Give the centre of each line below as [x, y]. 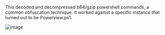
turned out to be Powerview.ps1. [39, 17]
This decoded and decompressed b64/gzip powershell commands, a [77, 7]
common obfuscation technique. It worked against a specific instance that [82, 12]
